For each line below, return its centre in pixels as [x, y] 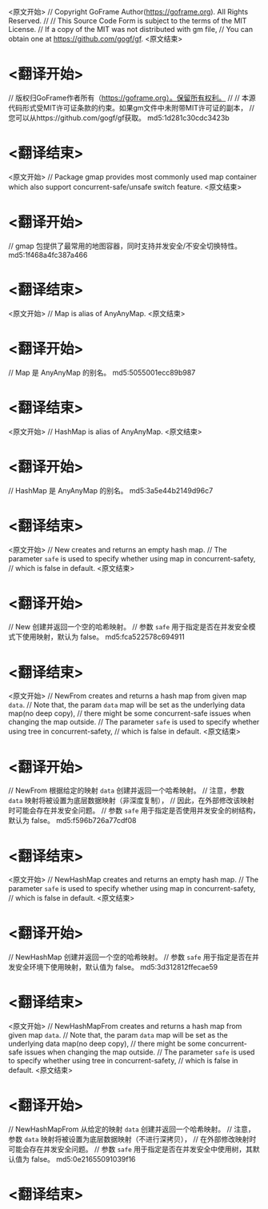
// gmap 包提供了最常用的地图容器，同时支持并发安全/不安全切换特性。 [125, 246]
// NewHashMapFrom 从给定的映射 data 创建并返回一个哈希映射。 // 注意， [132, 1129]
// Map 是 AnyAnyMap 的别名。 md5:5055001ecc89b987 [102, 372]
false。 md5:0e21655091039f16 [83, 1159]
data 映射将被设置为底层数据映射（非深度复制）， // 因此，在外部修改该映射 [131, 801]
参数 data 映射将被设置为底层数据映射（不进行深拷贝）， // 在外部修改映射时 [132, 1139]
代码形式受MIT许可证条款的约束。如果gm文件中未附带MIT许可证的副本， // [131, 107]
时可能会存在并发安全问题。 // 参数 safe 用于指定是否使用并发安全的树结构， [134, 810]
